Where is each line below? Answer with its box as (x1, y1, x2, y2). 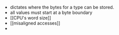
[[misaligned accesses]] (10, 20, 61, 26)
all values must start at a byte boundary (10, 9, 92, 15)
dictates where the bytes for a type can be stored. (10, 4, 114, 10)
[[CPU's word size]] (10, 15, 51, 20)
